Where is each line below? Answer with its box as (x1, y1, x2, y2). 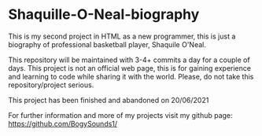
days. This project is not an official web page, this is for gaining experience (8, 63, 252, 72)
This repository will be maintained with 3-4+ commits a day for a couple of (8, 55, 250, 64)
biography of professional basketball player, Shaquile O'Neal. (8, 39, 206, 49)
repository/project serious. (8, 80, 94, 90)
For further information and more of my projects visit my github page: (8, 110, 234, 119)
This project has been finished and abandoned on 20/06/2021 (8, 95, 209, 105)
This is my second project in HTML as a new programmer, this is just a (8, 31, 236, 41)
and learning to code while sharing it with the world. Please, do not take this (8, 72, 254, 81)
